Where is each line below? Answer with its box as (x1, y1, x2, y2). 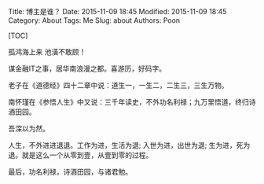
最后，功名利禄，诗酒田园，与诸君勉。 (8, 167, 132, 176)
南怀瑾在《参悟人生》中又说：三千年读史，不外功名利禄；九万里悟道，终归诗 (8, 98, 256, 106)
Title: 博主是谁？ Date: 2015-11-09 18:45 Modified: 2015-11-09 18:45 (8, 7, 227, 16)
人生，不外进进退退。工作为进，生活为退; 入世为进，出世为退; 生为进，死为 (8, 141, 251, 149)
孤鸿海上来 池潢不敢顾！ (8, 47, 86, 57)
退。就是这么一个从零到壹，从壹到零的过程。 (8, 150, 153, 160)
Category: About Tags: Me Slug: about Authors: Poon (8, 16, 181, 25)
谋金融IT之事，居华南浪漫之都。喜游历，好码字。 (8, 64, 167, 73)
